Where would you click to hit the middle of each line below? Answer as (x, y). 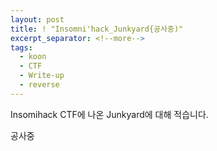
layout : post (37, 19)
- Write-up (42, 76)
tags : (21, 47)
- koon (33, 57)
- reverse (39, 85)
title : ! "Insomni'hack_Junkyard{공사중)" (97, 29)
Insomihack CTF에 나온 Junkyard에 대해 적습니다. (109, 114)
